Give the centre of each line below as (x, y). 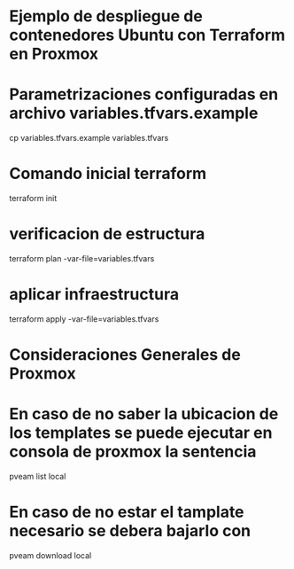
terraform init (33, 199)
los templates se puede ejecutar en (141, 433)
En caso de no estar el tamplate (127, 512)
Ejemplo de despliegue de (106, 16)
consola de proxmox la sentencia (133, 452)
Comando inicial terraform (108, 174)
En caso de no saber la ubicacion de (144, 414)
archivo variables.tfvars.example (134, 113)
